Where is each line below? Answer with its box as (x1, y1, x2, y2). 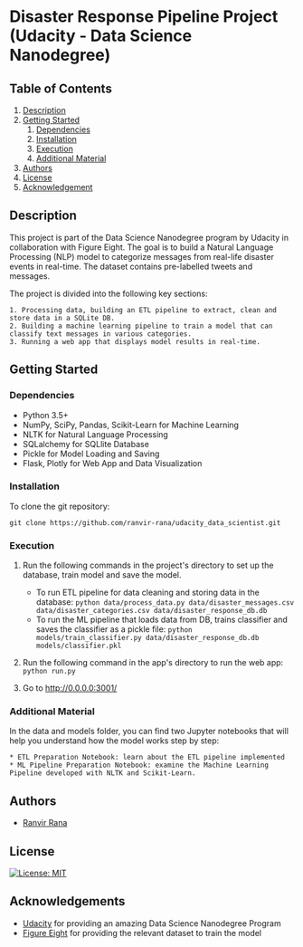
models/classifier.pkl (35, 641, 122, 651)
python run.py (22, 667, 76, 676)
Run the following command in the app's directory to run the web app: (22, 657, 284, 668)
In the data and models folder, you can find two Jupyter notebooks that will (9, 726, 289, 737)
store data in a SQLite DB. (9, 313, 116, 322)
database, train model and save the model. (22, 569, 183, 580)
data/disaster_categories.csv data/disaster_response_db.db (35, 607, 268, 616)
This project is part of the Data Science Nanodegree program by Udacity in (9, 232, 289, 243)
